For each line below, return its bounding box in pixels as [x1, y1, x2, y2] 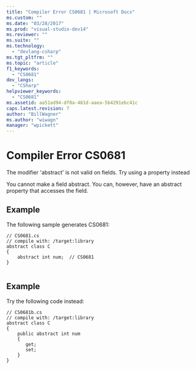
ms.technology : [6, 43, 45, 49]
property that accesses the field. [6, 187, 89, 195]
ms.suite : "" [6, 37, 40, 43]
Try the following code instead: [6, 297, 84, 305]
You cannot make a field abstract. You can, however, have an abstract [6, 181, 182, 188]
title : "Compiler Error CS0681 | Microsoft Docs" [6, 9, 136, 15]
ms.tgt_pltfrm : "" [6, 54, 53, 60]
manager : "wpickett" [6, 123, 59, 129]
